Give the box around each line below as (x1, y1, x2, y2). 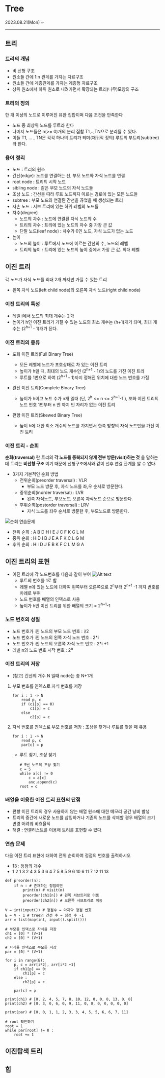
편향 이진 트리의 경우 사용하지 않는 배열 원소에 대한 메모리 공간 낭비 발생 (12, 808, 150, 814)
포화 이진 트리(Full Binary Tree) (12, 351, 74, 357)
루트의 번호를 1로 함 (19, 578, 57, 584)
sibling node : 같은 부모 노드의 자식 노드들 (12, 185, 93, 191)
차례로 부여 (19, 590, 41, 596)
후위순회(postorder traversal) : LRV (19, 502, 89, 508)
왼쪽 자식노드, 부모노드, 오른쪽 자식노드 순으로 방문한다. (27, 496, 134, 502)
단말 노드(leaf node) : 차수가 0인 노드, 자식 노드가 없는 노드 (19, 228, 134, 234)
